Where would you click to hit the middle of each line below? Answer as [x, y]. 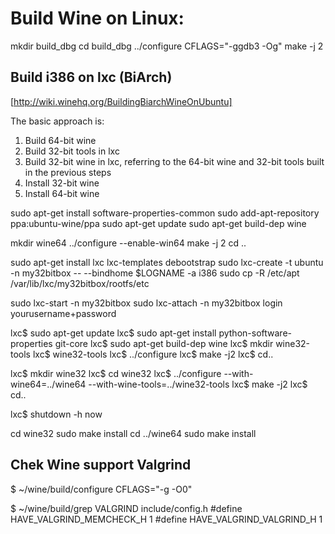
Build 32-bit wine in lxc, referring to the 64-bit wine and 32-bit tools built [174, 161]
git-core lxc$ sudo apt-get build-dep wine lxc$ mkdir [164, 343]
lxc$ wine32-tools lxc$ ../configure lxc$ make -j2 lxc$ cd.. [153, 354]
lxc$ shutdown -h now [56, 414]
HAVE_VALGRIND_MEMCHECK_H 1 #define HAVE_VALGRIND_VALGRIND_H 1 [166, 519]
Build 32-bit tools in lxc [72, 151]
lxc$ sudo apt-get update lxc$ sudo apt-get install [113, 333]
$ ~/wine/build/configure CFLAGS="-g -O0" [101, 489]
